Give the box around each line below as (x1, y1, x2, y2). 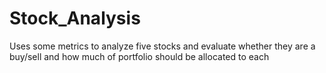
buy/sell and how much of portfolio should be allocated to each (9, 50, 270, 62)
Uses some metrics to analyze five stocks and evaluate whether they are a (9, 40, 316, 52)
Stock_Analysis (9, 7, 141, 30)
